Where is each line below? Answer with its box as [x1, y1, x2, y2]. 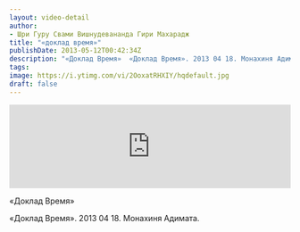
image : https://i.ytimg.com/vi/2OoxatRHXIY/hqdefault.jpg [9, 71, 229, 80]
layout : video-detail [9, 12, 90, 22]
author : [9, 21, 38, 30]
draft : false [9, 79, 58, 88]
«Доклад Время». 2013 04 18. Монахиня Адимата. [9, 212, 200, 223]
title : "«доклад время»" [9, 37, 102, 47]
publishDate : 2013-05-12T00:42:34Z [9, 46, 142, 55]
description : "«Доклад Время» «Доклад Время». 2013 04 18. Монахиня [9, 54, 274, 63]
